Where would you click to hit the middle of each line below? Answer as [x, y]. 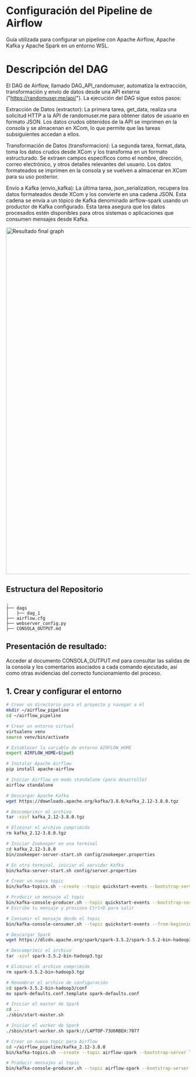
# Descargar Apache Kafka [37, 795]
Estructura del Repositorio [55, 589]
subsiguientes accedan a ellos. [43, 134]
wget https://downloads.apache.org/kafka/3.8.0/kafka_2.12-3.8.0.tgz [92, 801]
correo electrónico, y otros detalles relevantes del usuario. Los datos [88, 164]
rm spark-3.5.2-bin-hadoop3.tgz [45, 972]
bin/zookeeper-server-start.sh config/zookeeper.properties [81, 855]
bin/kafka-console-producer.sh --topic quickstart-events [78, 903]
